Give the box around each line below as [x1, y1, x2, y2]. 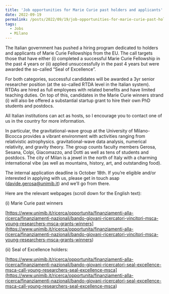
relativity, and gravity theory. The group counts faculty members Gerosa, [5, 144, 156, 150]
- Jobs [10, 26, 24, 31]
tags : [5, 21, 17, 27]
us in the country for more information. [5, 118, 86, 124]
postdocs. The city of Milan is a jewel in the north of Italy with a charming [5, 155, 157, 161]
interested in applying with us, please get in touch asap [5, 175, 120, 181]
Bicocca [5, 133, 22, 139]
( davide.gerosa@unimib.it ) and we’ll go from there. [5, 180, 111, 186]
